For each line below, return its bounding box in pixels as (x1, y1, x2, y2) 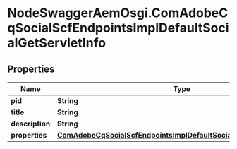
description (11, 119, 51, 129)
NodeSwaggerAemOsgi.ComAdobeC (7, 5, 229, 21)
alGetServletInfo (7, 35, 107, 51)
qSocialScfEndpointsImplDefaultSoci (7, 20, 229, 36)
